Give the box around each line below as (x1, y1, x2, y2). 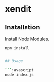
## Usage (5, 58, 23, 63)
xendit (5, 3, 32, 15)
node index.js (5, 72, 34, 77)
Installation (5, 23, 40, 31)
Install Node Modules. (5, 36, 50, 42)
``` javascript (5, 67, 34, 72)
